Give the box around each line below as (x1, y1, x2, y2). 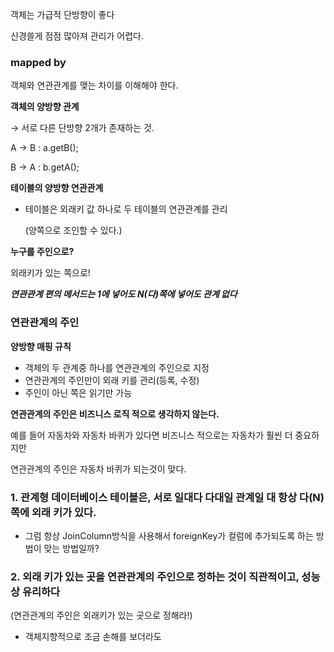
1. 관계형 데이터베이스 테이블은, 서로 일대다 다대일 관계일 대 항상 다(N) (10, 490, 325, 504)
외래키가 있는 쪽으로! (10, 267, 91, 279)
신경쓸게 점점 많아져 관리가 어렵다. (10, 30, 144, 42)
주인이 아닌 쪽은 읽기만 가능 (24, 386, 133, 398)
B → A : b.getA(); (10, 161, 80, 173)
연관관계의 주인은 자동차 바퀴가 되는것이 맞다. (10, 463, 187, 475)
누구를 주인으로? (10, 246, 75, 258)
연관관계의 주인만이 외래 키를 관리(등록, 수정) (24, 374, 200, 386)
